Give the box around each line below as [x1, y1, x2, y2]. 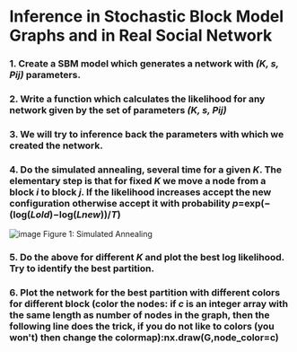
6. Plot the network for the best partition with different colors [9, 286, 281, 299]
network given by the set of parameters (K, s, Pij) [9, 104, 227, 117]
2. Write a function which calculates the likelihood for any [9, 92, 266, 105]
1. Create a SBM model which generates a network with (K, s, [9, 57, 280, 70]
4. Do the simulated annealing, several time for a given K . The [9, 163, 283, 176]
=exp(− [237, 197, 271, 209]
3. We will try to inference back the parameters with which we [9, 128, 284, 140]
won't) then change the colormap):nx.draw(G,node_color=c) [9, 331, 280, 344]
